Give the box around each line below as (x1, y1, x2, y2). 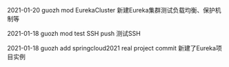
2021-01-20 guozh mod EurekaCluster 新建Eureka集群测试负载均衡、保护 (7, 6, 215, 14)
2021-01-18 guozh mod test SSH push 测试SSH (7, 30, 141, 37)
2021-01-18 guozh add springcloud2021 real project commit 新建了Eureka (7, 44, 216, 52)
